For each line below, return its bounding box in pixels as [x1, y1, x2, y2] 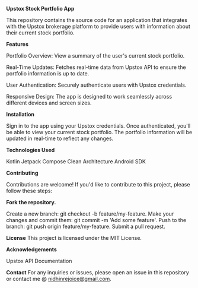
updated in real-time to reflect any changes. [6, 135, 114, 142]
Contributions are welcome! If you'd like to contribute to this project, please [6, 181, 190, 188]
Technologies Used [6, 147, 55, 153]
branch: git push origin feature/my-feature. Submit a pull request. [6, 223, 165, 230]
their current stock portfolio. [6, 29, 75, 36]
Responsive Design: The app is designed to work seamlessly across [6, 93, 173, 100]
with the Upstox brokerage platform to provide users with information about [6, 23, 191, 30]
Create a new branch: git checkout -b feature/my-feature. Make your [6, 210, 174, 217]
